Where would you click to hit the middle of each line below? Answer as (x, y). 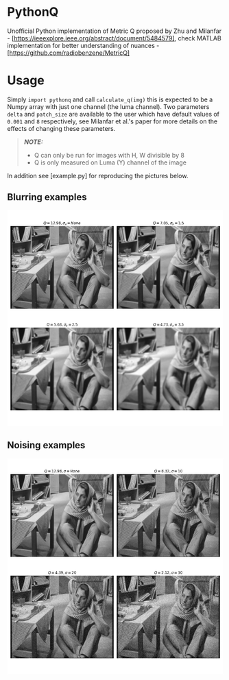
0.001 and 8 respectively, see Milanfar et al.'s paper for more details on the (112, 121)
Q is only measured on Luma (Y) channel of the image (110, 162)
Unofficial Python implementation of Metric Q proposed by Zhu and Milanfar (114, 31)
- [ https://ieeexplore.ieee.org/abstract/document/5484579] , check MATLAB (114, 38)
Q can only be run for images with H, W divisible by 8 (109, 155)
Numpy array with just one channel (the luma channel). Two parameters (108, 106)
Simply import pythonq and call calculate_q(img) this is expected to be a (110, 99)
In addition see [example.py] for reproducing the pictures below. (98, 175)
